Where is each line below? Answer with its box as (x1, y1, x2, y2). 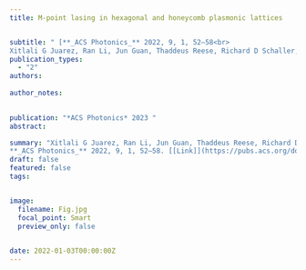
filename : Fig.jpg (17, 205, 88, 214)
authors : (9, 72, 43, 81)
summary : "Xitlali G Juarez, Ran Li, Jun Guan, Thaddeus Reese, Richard (9, 138, 291, 147)
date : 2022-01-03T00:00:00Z (9, 246, 117, 255)
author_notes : (9, 88, 64, 97)
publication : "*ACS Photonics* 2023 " (9, 113, 157, 123)
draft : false (9, 155, 59, 165)
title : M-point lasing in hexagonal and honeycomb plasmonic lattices (9, 13, 283, 23)
